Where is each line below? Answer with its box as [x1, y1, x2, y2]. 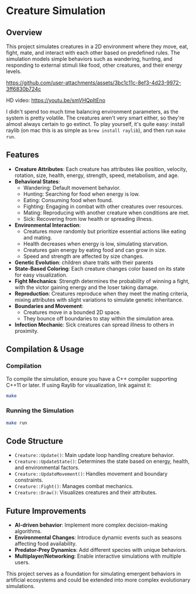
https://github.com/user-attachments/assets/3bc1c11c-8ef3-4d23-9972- [6, 79, 181, 86]
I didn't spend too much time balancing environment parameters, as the [6, 108, 178, 115]
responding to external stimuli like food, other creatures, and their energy [6, 62, 183, 69]
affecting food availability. [14, 540, 77, 547]
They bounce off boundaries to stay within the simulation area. [23, 315, 174, 322]
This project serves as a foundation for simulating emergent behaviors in [6, 570, 181, 578]
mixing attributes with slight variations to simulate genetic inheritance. [14, 296, 184, 303]
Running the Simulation [6, 407, 74, 415]
